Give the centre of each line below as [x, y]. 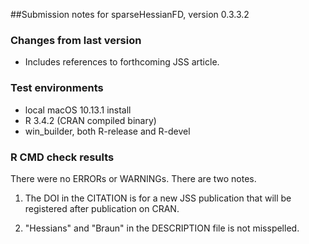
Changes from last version [76, 40]
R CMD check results [62, 157]
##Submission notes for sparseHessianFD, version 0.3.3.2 [130, 14]
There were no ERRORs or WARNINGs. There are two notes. [133, 178]
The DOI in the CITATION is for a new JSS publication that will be [158, 198]
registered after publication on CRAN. [102, 208]
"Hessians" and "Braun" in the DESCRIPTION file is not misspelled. [162, 228]
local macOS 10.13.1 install [78, 110]
